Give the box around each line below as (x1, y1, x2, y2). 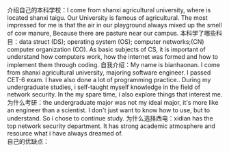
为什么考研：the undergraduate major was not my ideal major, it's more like (7, 99, 219, 106)
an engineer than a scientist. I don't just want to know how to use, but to (7, 106, 211, 114)
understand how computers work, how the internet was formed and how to (7, 53, 219, 60)
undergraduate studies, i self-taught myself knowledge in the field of (7, 83, 200, 91)
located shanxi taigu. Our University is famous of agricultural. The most (7, 14, 208, 22)
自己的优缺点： (7, 138, 49, 145)
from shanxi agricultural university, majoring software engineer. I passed (7, 68, 211, 77)
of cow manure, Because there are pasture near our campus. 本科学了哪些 (7, 29, 217, 37)
